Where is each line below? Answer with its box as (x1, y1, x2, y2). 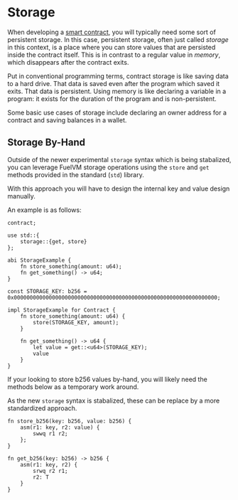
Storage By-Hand (7, 137, 86, 149)
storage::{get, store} (20, 238, 87, 245)
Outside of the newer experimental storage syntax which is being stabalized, (7, 155, 232, 164)
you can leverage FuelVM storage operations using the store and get (7, 163, 210, 171)
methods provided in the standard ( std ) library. (7, 170, 144, 179)
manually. (7, 191, 36, 200)
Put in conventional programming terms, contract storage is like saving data (7, 72, 229, 80)
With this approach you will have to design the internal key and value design (7, 184, 230, 193)
